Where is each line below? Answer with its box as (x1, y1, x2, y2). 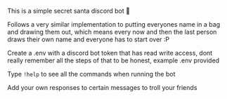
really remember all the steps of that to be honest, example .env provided (7, 56, 220, 65)
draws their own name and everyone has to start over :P (7, 35, 170, 44)
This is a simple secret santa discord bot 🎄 (7, 7, 130, 15)
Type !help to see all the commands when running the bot (7, 70, 176, 78)
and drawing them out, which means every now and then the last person (7, 28, 217, 36)
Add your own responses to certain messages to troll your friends (7, 84, 197, 91)
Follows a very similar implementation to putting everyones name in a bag (7, 20, 221, 28)
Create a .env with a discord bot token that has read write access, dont (7, 49, 213, 57)
